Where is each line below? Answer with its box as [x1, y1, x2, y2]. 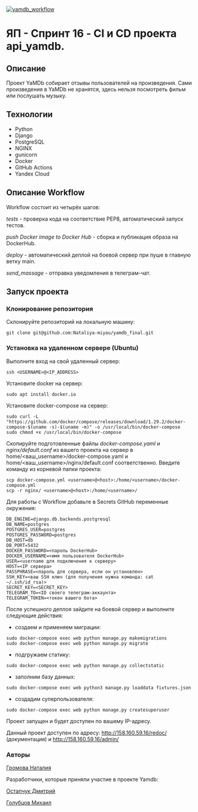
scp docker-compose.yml [6, 477, 66, 483]
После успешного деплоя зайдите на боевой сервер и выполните [6, 605, 175, 612]
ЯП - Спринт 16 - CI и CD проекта [6, 27, 177, 40]
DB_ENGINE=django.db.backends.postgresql [6, 516, 111, 522]
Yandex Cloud [14, 170, 50, 177]
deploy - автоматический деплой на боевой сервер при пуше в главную [6, 251, 191, 258]
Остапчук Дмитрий [6, 787, 56, 795]
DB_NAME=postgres [6, 521, 50, 527]
